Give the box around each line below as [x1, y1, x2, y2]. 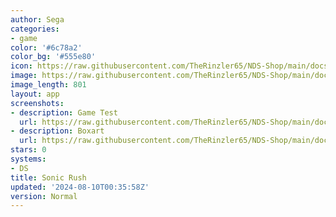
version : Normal [10, 191, 78, 201]
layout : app [10, 89, 60, 99]
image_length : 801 [10, 80, 87, 90]
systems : [10, 154, 47, 164]
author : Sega [10, 14, 65, 25]
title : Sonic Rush [10, 172, 87, 183]
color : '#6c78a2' [10, 42, 83, 53]
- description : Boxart [10, 126, 105, 136]
